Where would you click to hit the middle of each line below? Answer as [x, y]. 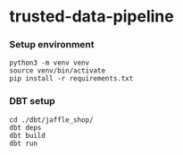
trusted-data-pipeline [91, 17]
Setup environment [52, 45]
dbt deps [25, 127]
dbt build [28, 135]
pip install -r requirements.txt [71, 79]
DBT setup [32, 101]
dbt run [24, 143]
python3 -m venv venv [50, 63]
